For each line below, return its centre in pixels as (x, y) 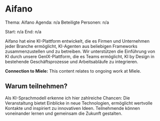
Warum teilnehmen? (36, 86)
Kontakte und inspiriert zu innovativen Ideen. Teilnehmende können (72, 108)
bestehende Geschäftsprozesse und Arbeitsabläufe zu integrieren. (72, 61)
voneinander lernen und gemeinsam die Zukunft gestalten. (64, 113)
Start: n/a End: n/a (23, 31)
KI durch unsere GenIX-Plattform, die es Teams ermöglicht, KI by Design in (80, 56)
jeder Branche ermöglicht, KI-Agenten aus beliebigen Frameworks (71, 46)
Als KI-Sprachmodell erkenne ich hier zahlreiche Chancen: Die (68, 98)
